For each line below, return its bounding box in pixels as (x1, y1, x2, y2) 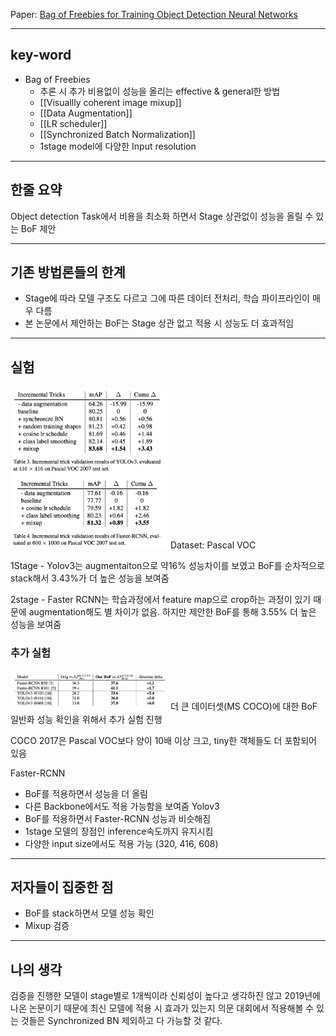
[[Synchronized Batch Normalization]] (39, 128, 196, 140)
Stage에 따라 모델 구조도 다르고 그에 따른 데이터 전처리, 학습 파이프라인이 (24, 292, 310, 304)
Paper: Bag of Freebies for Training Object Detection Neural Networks (10, 9, 298, 20)
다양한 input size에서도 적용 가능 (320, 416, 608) (24, 837, 219, 849)
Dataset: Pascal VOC (169, 539, 257, 551)
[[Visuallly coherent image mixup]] (39, 96, 182, 108)
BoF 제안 (20, 222, 57, 234)
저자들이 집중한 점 (10, 879, 114, 896)
